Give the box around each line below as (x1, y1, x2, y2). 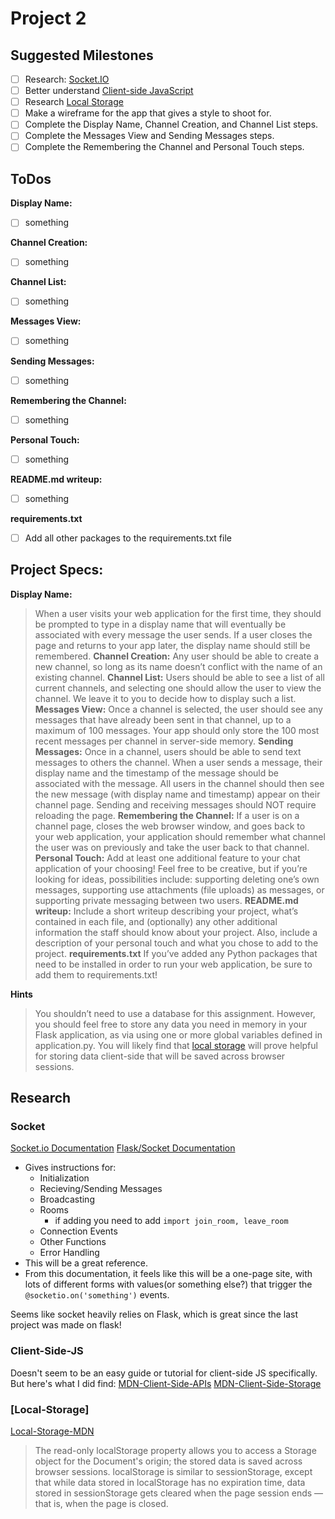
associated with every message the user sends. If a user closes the (34, 628, 313, 641)
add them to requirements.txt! (34, 968, 158, 981)
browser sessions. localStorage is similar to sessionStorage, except (34, 1465, 313, 1477)
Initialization (39, 1172, 90, 1184)
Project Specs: (10, 562, 104, 579)
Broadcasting (39, 1193, 95, 1206)
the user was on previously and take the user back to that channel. (34, 841, 310, 853)
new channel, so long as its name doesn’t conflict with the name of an (34, 660, 323, 672)
